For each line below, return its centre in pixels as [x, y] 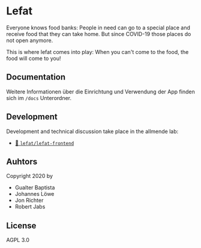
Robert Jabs [30, 207]
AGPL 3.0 [18, 240]
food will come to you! [34, 58]
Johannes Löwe [34, 194]
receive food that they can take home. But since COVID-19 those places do [99, 34]
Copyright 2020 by [29, 176]
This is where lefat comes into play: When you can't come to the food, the [97, 52]
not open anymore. [30, 40]
